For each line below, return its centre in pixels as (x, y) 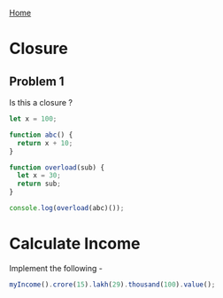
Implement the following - (56, 268)
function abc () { (41, 135)
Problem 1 (37, 81)
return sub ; (39, 184)
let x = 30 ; (39, 176)
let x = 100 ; (33, 119)
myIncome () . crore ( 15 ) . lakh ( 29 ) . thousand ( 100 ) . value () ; (112, 284)
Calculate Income (75, 244)
